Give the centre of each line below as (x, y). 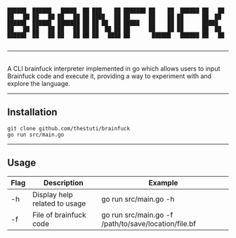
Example (163, 182)
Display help (53, 194)
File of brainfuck (59, 215)
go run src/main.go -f (137, 215)
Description (63, 182)
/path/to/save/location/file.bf (149, 223)
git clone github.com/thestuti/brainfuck (69, 128)
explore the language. (39, 83)
